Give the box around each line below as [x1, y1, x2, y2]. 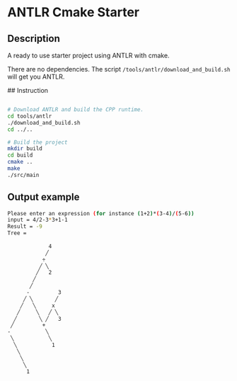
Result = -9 [7, 223, 42, 230]
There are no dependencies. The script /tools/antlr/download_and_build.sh [7, 65, 231, 73]
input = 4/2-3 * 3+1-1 [7, 217, 69, 224]
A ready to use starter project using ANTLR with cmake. [7, 51, 170, 59]
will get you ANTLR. [7, 72, 65, 81]
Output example [7, 191, 80, 203]
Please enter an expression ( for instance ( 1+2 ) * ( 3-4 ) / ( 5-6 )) [7, 210, 195, 217]
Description [7, 33, 60, 45]
